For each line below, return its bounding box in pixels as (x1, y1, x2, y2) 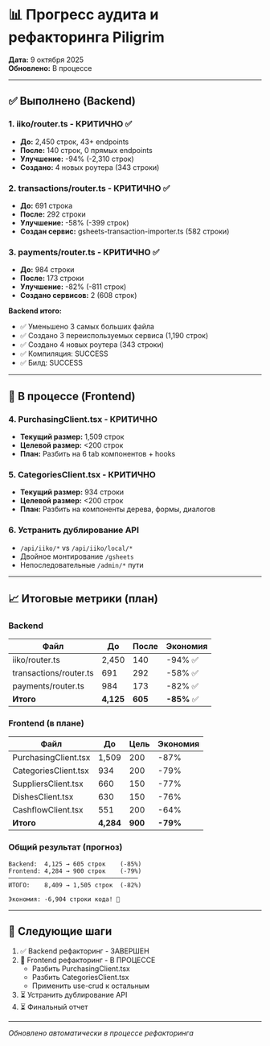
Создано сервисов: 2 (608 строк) (19, 291, 137, 300)
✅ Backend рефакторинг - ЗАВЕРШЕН (19, 946, 150, 956)
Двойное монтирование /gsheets (19, 552, 134, 561)
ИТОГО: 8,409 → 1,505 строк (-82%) (8, 881, 142, 889)
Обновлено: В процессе (8, 63, 92, 72)
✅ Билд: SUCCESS (19, 358, 83, 368)
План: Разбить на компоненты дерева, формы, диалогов (19, 504, 215, 515)
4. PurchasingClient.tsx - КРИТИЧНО (8, 413, 158, 424)
